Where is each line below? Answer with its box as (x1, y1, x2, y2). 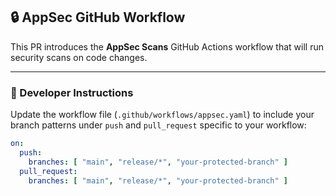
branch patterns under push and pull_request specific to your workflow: (10, 119, 307, 131)
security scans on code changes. (10, 51, 148, 63)
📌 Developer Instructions (10, 85, 134, 99)
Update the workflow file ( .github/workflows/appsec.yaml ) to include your (10, 109, 315, 121)
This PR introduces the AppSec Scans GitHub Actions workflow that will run (10, 40, 324, 53)
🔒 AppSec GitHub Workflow (10, 9, 186, 26)
